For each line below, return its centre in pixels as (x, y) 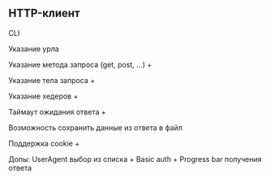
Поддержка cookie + (44, 143)
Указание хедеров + (43, 96)
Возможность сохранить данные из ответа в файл (95, 127)
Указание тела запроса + (52, 80)
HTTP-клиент (44, 13)
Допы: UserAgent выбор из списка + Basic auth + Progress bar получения (135, 159)
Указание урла (34, 49)
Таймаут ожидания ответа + (58, 111)
